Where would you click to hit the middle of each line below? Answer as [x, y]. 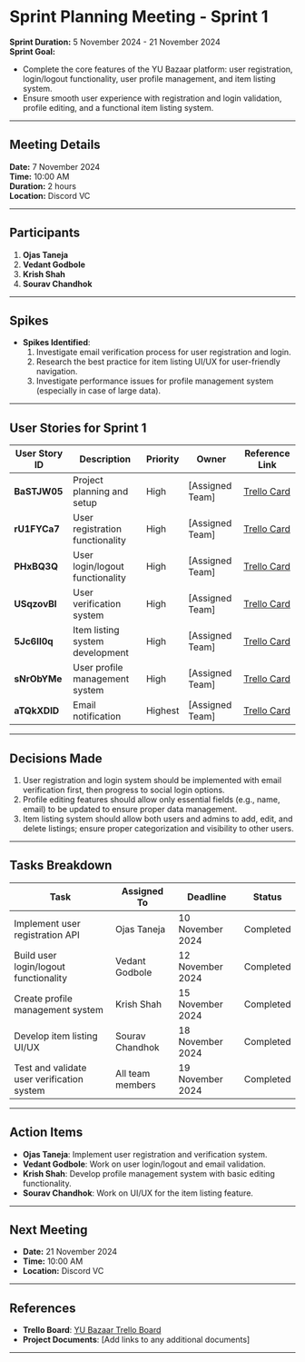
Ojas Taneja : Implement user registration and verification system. [145, 1154]
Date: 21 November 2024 [70, 1252]
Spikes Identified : [56, 343]
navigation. [57, 372]
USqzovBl [35, 604]
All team [133, 1073]
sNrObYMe [38, 679]
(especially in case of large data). [98, 391]
